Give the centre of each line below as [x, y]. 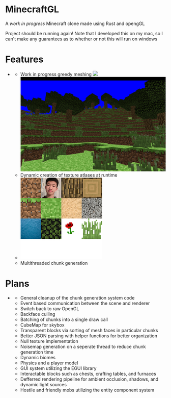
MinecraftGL [32, 9]
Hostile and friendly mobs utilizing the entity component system [87, 390]
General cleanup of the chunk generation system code [77, 298]
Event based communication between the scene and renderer [85, 303]
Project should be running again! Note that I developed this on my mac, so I [84, 33]
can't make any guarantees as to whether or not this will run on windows [81, 39]
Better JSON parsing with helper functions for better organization [89, 336]
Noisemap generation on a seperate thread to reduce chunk [83, 347]
